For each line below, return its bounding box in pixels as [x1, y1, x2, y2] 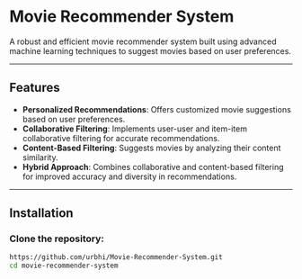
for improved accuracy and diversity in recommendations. [22, 171, 237, 182]
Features [9, 80, 60, 95]
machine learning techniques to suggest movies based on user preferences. [9, 45, 292, 56]
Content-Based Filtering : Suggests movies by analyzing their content [22, 142, 281, 153]
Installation [9, 205, 74, 221]
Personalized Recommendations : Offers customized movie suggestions [22, 103, 292, 114]
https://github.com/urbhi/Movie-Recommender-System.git [9, 253, 223, 262]
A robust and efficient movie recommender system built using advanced [9, 36, 277, 47]
